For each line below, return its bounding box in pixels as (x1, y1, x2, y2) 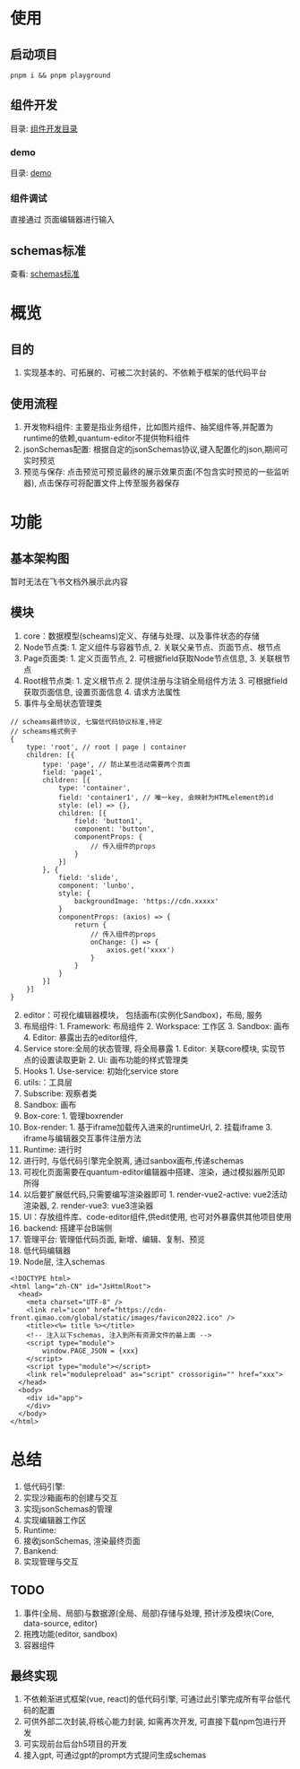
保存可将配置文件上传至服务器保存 (54, 477, 180, 489)
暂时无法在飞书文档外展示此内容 (10, 576, 128, 588)
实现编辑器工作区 (22, 1514, 87, 1525)
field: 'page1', (42, 768, 103, 777)
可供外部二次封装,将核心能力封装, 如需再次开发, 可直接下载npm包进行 (22, 1716, 279, 1727)
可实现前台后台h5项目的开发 (22, 1738, 128, 1749)
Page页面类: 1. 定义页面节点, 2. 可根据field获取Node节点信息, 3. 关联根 (22, 652, 283, 664)
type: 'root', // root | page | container (26, 742, 187, 752)
